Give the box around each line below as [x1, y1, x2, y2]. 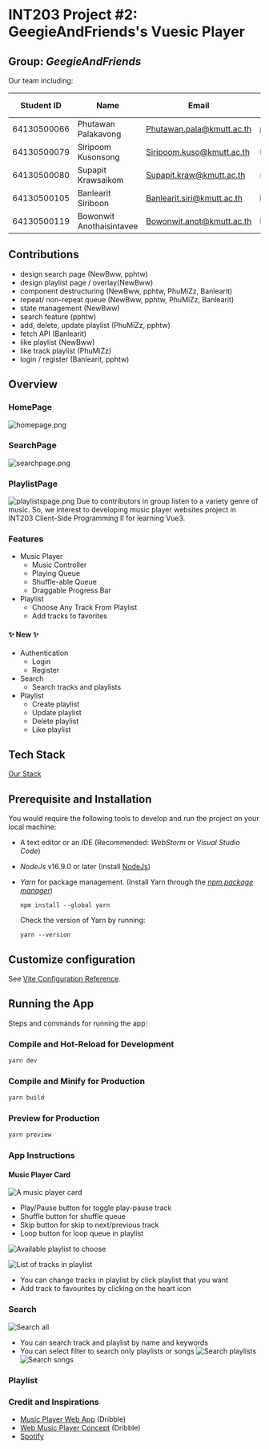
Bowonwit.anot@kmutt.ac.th [145, 216, 252, 226]
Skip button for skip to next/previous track [19, 1220, 159, 1230]
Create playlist [31, 699, 80, 709]
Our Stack [8, 769, 42, 779]
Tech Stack [8, 747, 66, 761]
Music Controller [31, 560, 87, 570]
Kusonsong [77, 152, 120, 162]
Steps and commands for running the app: [8, 1018, 148, 1028]
